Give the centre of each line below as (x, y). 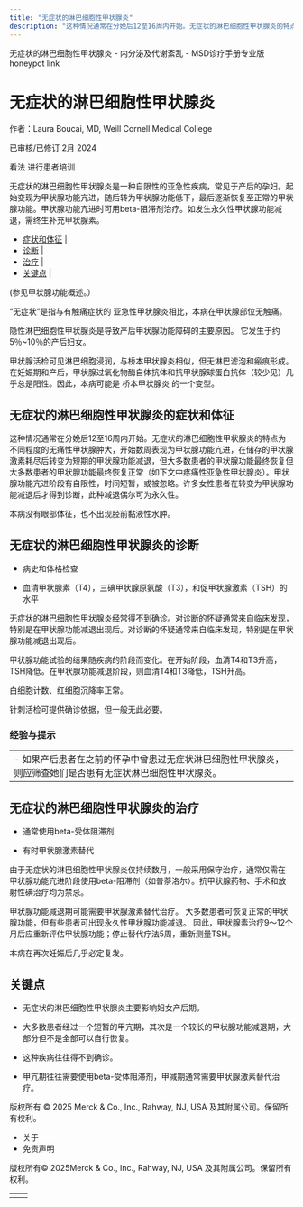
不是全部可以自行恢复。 (90, 1037)
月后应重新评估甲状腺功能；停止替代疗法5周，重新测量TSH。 (123, 934)
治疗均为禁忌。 (60, 892)
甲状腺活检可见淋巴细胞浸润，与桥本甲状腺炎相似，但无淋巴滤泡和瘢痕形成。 (151, 361)
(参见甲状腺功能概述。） (53, 292)
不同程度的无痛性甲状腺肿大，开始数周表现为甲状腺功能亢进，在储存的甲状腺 (151, 450)
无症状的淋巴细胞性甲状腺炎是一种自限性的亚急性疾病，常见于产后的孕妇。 (147, 187)
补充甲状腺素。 (76, 220)
